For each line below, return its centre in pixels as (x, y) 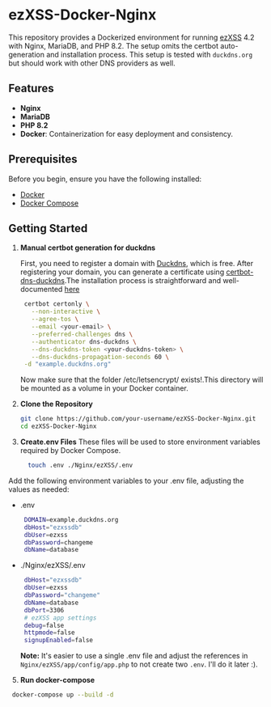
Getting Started (48, 228)
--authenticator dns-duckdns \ (84, 341)
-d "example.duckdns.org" (68, 364)
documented (41, 290)
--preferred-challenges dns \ (82, 334)
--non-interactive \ (66, 312)
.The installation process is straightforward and (142, 281)
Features (31, 89)
